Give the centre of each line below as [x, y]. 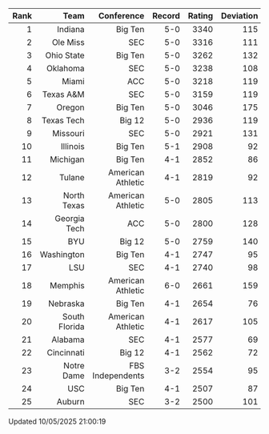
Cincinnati [66, 353]
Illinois [73, 146]
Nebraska [66, 303]
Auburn [71, 402]
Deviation [239, 16]
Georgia [70, 218]
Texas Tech [63, 121]
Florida [72, 326]
